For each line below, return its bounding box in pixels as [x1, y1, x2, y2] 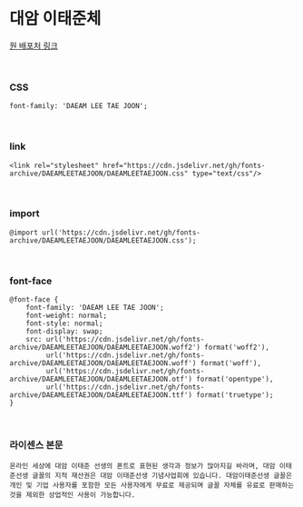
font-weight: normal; [25, 311, 107, 321]
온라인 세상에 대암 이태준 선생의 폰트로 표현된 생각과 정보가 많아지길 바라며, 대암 [9, 462, 276, 471]
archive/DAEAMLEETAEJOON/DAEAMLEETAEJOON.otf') [9, 374, 193, 384]
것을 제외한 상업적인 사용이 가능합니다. [9, 491, 136, 500]
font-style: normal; [25, 319, 103, 328]
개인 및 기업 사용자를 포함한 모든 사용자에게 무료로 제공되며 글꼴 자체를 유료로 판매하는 [9, 481, 295, 491]
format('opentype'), [196, 374, 274, 384]
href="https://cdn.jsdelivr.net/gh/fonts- [103, 161, 266, 170]
